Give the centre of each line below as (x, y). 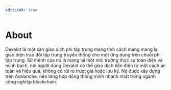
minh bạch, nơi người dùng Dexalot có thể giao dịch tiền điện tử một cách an (86, 65)
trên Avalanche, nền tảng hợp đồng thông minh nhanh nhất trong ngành (81, 76)
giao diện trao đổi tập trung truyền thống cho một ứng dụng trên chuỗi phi (83, 54)
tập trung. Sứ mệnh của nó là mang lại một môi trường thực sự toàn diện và (84, 60)
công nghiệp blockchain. (31, 81)
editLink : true (21, 10)
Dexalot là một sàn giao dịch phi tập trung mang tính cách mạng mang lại (82, 49)
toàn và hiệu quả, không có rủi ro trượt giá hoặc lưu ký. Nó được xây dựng (83, 71)
